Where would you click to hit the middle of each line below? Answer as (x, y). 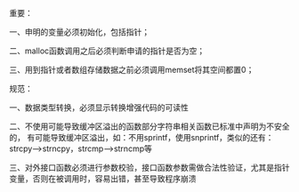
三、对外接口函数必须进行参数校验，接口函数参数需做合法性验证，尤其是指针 (149, 168)
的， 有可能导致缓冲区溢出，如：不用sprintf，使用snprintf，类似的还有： (141, 137)
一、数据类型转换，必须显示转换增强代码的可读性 (99, 108)
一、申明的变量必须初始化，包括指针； (79, 32)
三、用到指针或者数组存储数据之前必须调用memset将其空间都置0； (132, 70)
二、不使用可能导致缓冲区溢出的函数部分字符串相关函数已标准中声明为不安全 (149, 126)
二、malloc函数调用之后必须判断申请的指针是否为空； (107, 51)
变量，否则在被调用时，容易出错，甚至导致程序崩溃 (103, 179)
